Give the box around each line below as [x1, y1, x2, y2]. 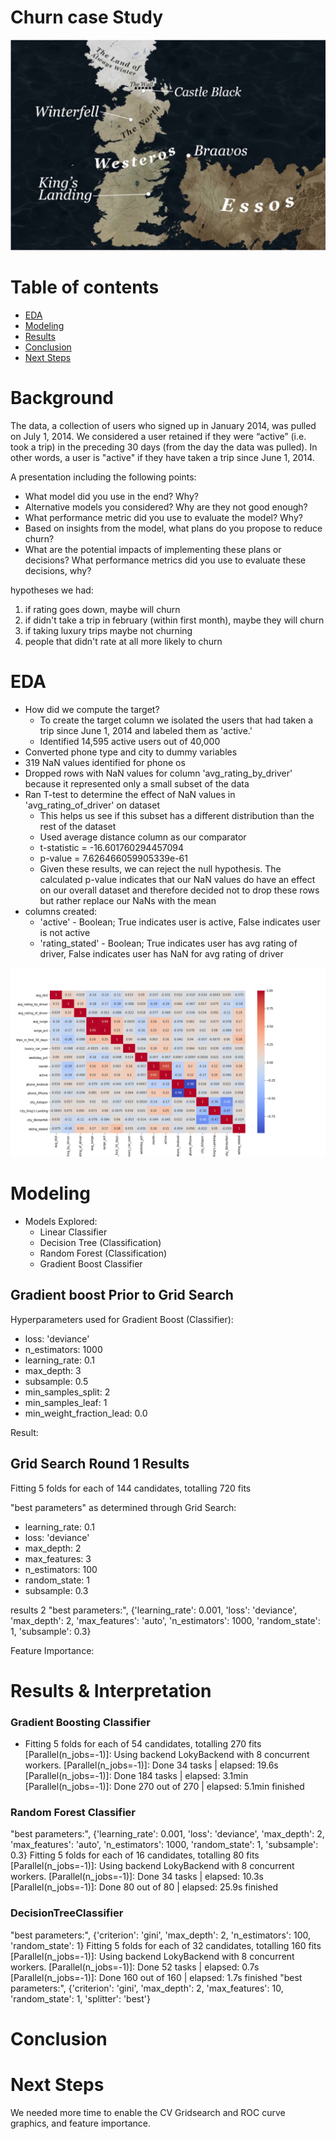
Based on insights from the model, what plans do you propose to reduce [24, 522, 323, 534]
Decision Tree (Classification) [39, 1236, 162, 1248]
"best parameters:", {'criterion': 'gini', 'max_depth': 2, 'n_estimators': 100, [10, 1929, 311, 1941]
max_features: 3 [24, 1552, 92, 1565]
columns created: [24, 905, 98, 917]
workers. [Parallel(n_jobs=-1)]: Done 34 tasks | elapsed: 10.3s [10, 1871, 265, 1883]
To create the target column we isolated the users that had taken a [39, 714, 314, 726]
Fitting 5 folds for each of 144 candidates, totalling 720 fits [10, 1482, 252, 1494]
